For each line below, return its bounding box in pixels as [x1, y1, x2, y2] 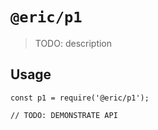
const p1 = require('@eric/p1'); [10, 93, 150, 103]
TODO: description [34, 37, 113, 49]
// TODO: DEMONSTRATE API [10, 110, 118, 120]
